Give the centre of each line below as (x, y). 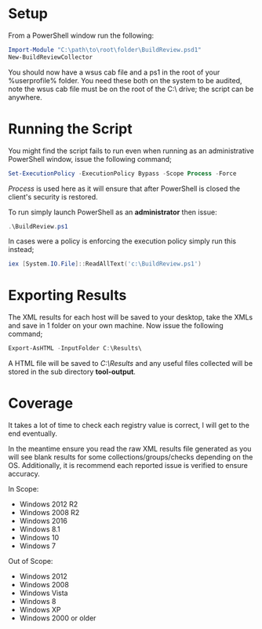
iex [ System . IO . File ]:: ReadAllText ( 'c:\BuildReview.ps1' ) (105, 264)
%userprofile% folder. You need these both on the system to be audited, (125, 80)
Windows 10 (39, 538)
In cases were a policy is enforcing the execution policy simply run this (122, 241)
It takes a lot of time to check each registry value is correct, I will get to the (129, 425)
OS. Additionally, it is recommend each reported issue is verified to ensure (128, 465)
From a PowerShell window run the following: (81, 35)
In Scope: (24, 489)
